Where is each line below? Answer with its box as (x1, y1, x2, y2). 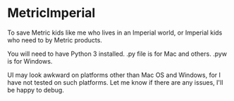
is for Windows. (7, 57, 53, 65)
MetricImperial (7, 5, 96, 21)
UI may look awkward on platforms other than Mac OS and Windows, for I (7, 71, 221, 79)
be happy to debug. (7, 85, 65, 94)
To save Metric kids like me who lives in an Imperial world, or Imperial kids (7, 28, 223, 37)
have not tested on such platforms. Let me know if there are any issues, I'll (7, 78, 223, 86)
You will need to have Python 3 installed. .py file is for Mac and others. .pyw (7, 49, 228, 58)
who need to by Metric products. (7, 35, 102, 44)
